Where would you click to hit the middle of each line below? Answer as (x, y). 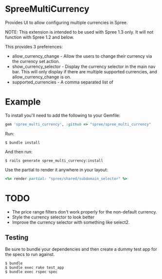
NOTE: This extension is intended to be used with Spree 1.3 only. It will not (79, 32)
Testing (17, 237)
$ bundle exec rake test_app (35, 268)
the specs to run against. (30, 255)
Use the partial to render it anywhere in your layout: (57, 170)
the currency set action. (36, 61)
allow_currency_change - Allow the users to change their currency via (82, 56)
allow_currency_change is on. (42, 77)
